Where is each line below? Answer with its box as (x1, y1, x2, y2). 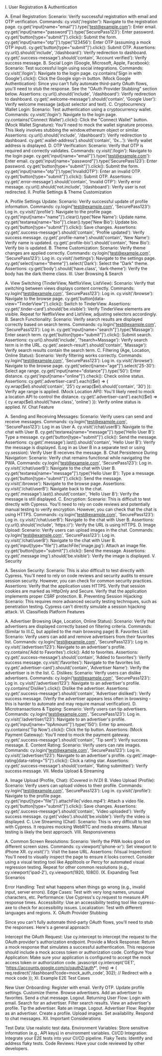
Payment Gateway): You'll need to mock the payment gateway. (5, 732, 130, 738)
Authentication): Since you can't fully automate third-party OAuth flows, (5, 81, 148, 87)
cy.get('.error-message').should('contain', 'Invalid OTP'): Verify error (5, 179, 141, 184)
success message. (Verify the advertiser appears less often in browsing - (5, 696, 151, 701)
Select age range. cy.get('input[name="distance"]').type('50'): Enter (5, 368, 141, 374)
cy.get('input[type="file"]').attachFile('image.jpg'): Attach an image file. (5, 543, 147, 548)
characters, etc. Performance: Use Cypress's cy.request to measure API (5, 894, 149, 900)
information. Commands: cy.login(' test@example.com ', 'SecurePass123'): (5, 204, 151, 209)
